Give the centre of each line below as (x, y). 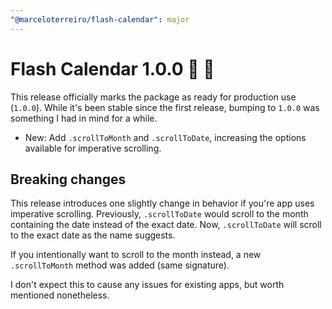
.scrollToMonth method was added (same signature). (120, 265)
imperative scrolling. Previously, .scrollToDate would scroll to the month (159, 214)
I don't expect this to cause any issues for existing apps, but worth (147, 285)
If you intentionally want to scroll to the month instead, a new (136, 255)
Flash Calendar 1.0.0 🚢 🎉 (112, 68)
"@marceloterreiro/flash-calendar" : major (100, 19)
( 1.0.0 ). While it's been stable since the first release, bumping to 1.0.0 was (165, 107)
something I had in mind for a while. (84, 118)
